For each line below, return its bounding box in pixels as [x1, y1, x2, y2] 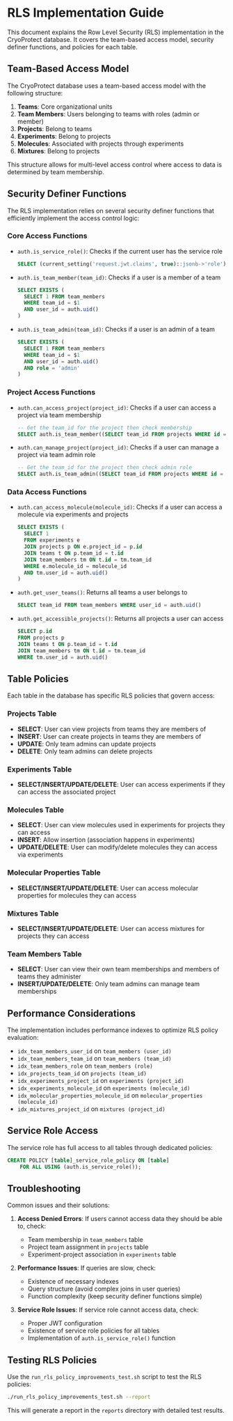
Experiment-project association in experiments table [27, 1250, 177, 1259]
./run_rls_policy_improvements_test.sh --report [7, 1394, 151, 1401]
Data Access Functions [7, 487, 87, 497]
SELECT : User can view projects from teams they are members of [17, 725, 207, 733]
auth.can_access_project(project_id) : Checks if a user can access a [17, 403, 217, 412]
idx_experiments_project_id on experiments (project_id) [17, 1076, 184, 1084]
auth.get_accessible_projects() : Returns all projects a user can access [17, 615, 224, 623]
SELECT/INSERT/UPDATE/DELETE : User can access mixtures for [17, 924, 205, 932]
